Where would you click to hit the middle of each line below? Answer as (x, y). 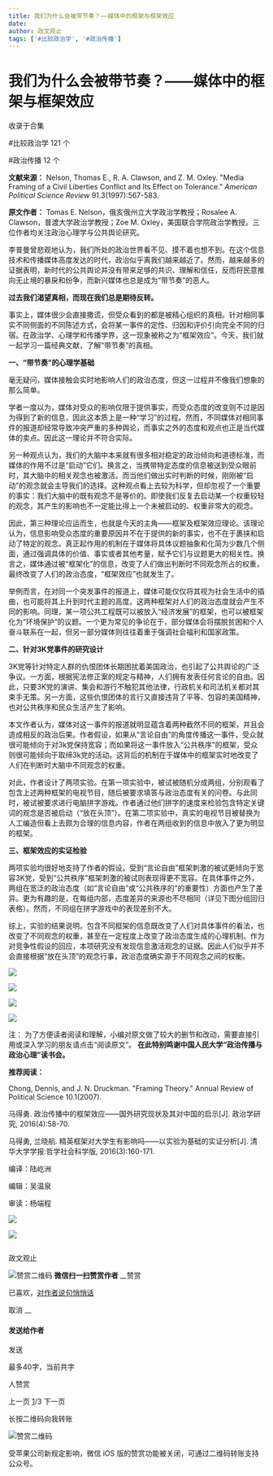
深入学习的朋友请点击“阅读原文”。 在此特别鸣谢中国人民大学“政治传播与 (142, 1045)
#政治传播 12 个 (34, 160)
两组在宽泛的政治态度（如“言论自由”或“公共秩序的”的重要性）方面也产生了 (132, 888)
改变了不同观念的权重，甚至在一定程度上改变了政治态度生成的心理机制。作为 (136, 936)
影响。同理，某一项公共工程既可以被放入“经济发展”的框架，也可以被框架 (143, 612)
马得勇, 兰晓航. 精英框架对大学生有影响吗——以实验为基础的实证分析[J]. (129, 1141)
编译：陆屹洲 (30, 1169)
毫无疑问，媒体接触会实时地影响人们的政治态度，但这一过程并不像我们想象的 (136, 380)
